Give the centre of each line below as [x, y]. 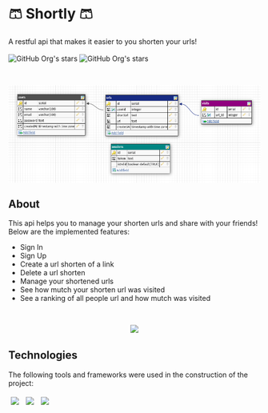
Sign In [31, 247]
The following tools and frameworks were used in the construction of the [128, 375]
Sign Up [33, 256]
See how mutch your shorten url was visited [92, 290]
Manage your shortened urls [67, 281]
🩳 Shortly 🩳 [51, 14]
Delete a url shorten [52, 273]
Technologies [43, 355]
